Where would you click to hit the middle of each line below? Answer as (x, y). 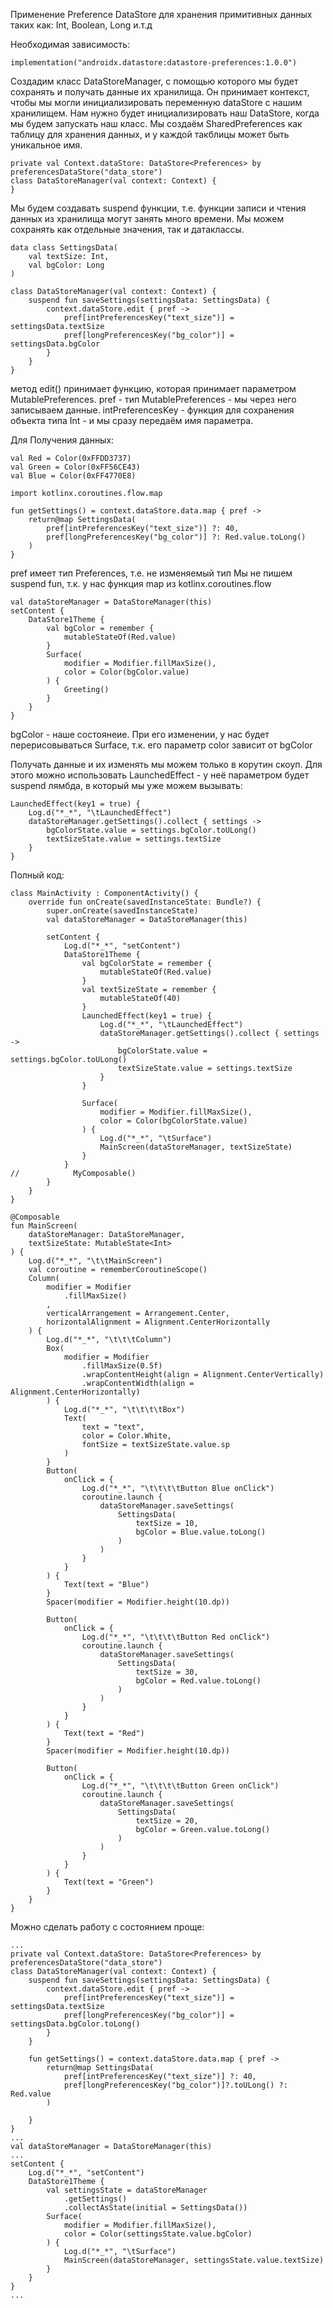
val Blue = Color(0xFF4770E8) (73, 476)
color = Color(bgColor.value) (126, 672)
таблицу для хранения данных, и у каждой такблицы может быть (150, 134)
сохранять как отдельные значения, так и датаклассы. (127, 229)
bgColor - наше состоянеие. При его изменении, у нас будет (140, 734)
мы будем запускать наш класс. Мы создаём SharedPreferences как (156, 123)
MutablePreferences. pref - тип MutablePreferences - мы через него (153, 399)
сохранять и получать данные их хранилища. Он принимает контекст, (160, 92)
